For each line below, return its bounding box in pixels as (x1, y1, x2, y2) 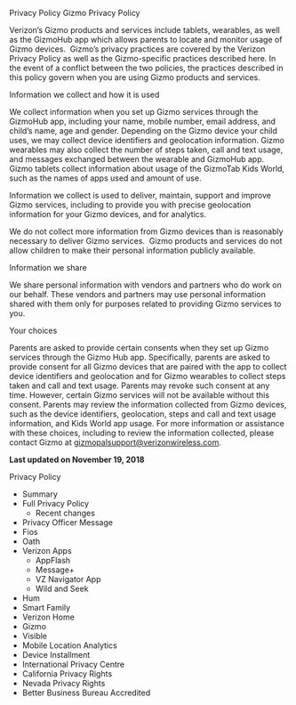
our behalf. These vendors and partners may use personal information (9, 289, 267, 299)
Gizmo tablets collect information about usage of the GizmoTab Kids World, (9, 164, 285, 174)
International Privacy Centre (21, 659, 125, 669)
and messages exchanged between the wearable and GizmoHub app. (9, 154, 265, 164)
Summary (21, 489, 58, 499)
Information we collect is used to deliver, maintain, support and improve (9, 190, 271, 200)
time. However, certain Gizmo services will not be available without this (9, 390, 269, 400)
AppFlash (35, 555, 71, 565)
